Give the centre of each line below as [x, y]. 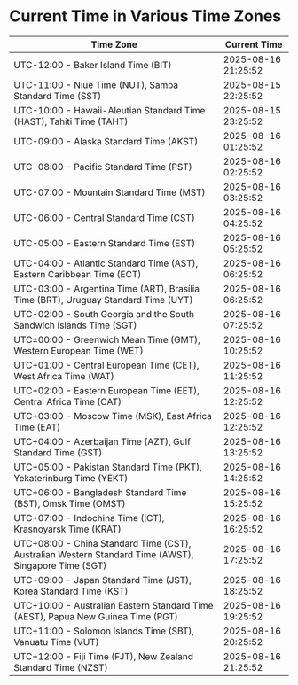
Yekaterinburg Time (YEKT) [71, 478]
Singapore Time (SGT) [60, 565]
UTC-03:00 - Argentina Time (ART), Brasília [106, 288]
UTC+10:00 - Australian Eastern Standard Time [114, 605]
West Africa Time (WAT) [64, 376]
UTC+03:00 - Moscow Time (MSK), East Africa [113, 416]
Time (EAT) [37, 427]
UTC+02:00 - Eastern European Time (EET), [106, 390]
